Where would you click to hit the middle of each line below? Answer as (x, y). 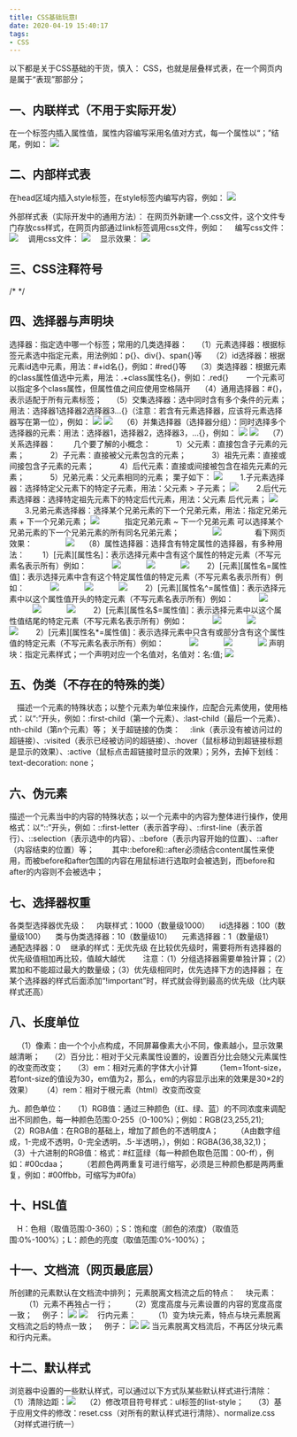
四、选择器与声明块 (61, 321)
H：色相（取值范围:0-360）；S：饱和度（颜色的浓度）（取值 (124, 1228)
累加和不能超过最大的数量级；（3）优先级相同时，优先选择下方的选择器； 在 (146, 970)
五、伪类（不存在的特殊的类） (91, 684)
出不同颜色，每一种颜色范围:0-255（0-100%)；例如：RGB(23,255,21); (137, 1119)
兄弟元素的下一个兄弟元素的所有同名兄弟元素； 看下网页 (147, 532)
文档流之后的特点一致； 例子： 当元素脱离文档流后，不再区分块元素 (146, 1326)
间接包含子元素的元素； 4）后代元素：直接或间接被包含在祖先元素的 (145, 466)
